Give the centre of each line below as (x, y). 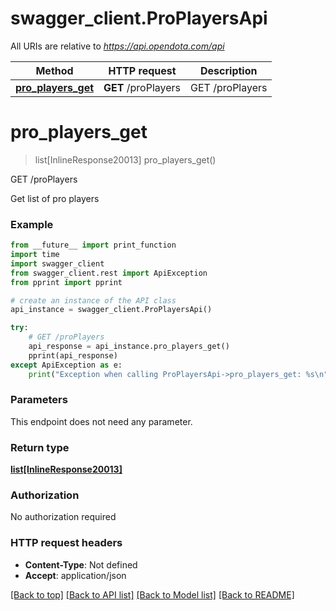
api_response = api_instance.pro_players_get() (129, 347)
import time (35, 255)
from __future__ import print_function (93, 245)
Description (229, 70)
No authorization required (63, 517)
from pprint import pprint (66, 282)
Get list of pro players (55, 198)
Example (32, 224)
